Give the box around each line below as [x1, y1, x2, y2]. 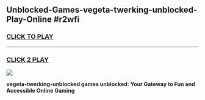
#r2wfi [53, 15, 80, 25]
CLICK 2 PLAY [6, 55, 49, 64]
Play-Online [6, 15, 52, 25]
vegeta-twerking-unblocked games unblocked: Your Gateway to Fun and [6, 80, 195, 87]
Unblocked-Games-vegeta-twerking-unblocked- [6, 5, 198, 15]
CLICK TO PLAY [6, 33, 54, 41]
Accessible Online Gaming [6, 87, 75, 94]
